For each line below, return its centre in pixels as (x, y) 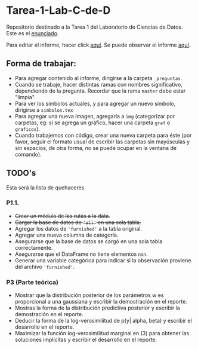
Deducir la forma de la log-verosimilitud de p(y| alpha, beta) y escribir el (103, 321)
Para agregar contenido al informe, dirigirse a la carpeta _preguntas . (98, 78)
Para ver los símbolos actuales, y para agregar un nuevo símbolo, (95, 103)
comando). (28, 154)
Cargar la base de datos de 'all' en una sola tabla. (78, 222)
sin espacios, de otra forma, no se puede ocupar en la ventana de (96, 148)
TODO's (21, 173)
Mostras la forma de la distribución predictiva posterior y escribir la (97, 308)
